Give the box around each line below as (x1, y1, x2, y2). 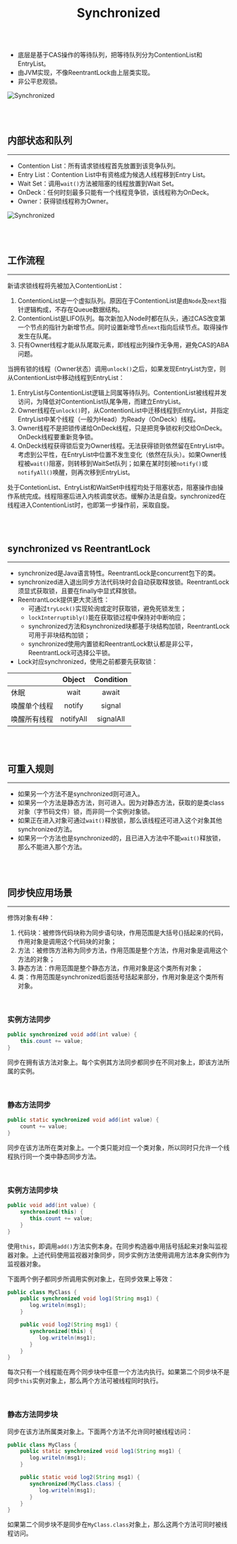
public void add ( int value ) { (7, 1202, 97, 1209)
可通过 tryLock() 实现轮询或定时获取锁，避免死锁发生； (28, 604, 187, 613)
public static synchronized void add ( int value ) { (7, 1117, 159, 1124)
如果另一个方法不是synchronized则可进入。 (17, 790, 144, 798)
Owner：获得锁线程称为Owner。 (17, 197, 113, 205)
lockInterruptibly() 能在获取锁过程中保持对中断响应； (28, 613, 188, 622)
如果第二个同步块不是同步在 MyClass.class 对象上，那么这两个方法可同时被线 (7, 1520, 228, 1529)
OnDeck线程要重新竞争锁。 (17, 432, 97, 441)
